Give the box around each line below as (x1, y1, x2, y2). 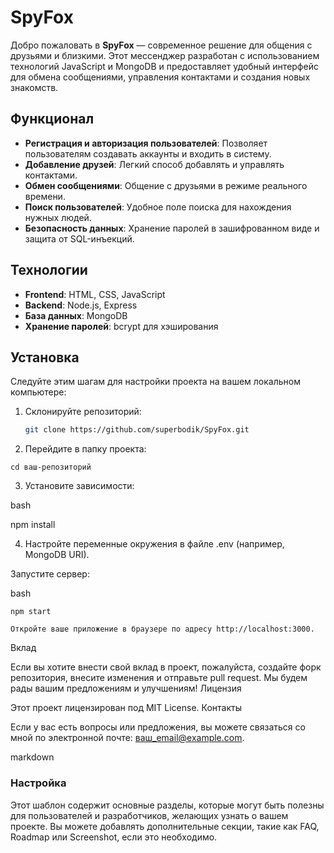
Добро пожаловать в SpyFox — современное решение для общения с (10, 39, 313, 51)
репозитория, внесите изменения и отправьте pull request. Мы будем (10, 672, 308, 684)
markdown (10, 751, 55, 763)
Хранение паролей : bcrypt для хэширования (24, 320, 219, 332)
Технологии (10, 262, 88, 279)
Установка (10, 349, 80, 366)
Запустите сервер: (10, 568, 90, 580)
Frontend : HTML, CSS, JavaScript (24, 288, 166, 300)
